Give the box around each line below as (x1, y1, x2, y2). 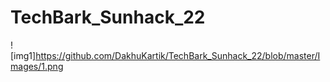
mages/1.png (10, 60, 64, 72)
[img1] (10, 49, 37, 61)
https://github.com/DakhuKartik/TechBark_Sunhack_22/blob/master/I (35, 49, 321, 61)
